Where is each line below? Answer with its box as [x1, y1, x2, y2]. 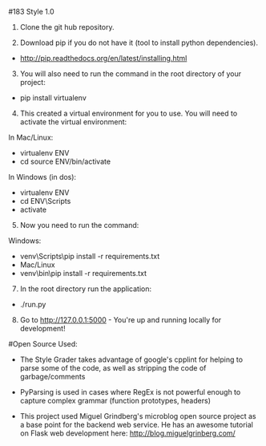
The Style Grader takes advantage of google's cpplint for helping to [19, 355, 243, 364]
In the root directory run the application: [19, 284, 152, 294]
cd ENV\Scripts [19, 197, 71, 205]
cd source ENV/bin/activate [19, 156, 111, 166]
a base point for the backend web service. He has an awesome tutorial [19, 420, 254, 429]
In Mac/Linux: [8, 132, 54, 142]
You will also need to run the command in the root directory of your [19, 69, 242, 79]
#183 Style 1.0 [8, 7, 54, 16]
